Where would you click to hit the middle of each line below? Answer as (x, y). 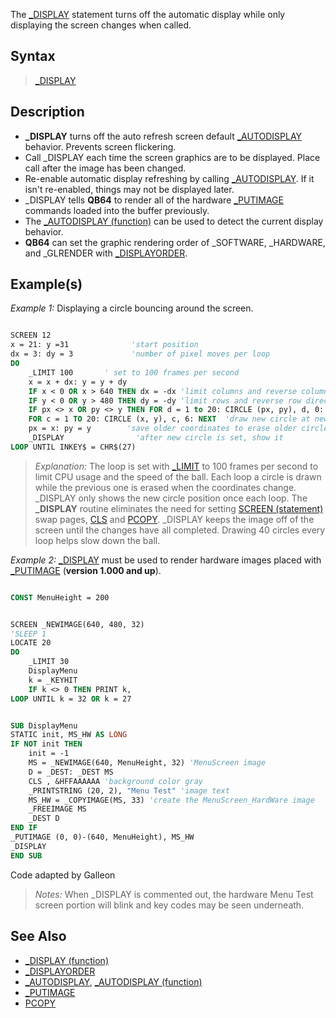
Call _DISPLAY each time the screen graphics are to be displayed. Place (172, 157)
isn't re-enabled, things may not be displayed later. (129, 189)
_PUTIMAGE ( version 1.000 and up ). (86, 570)
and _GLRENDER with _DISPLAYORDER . (106, 253)
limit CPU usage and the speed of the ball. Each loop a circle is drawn (178, 476)
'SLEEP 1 (28, 634)
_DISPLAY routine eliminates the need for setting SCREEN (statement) (179, 508)
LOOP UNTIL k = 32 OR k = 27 (71, 699)
